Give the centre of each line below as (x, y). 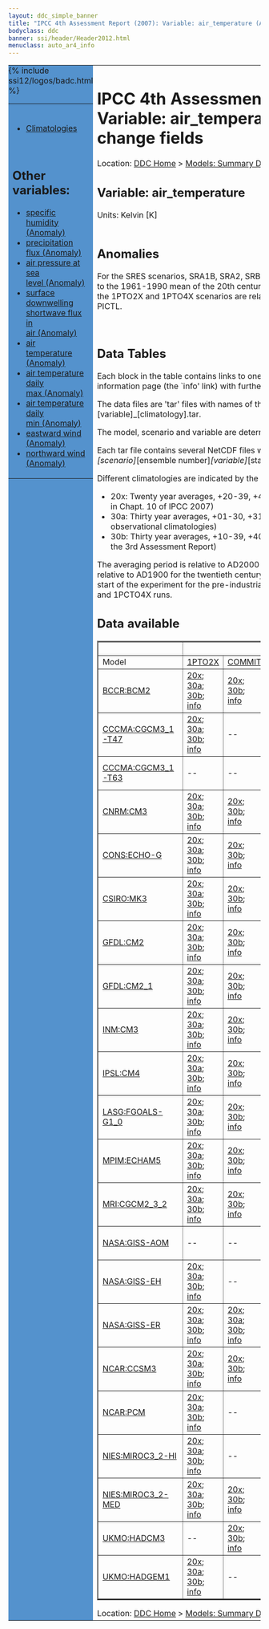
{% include (29, 71)
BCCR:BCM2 (126, 691)
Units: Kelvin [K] (127, 215)
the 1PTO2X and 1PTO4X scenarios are (172, 296)
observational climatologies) (164, 526)
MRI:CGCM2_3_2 (135, 1204)
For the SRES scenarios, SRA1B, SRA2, (170, 276)
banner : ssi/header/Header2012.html (69, 38)
